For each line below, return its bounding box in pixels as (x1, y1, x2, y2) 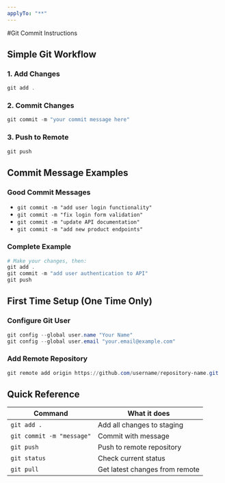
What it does (127, 408, 170, 418)
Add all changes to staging (98, 420, 183, 430)
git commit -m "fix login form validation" (16, 211, 144, 219)
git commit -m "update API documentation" (16, 219, 140, 226)
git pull (10, 466, 39, 473)
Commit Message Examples (7, 167, 129, 179)
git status (10, 454, 46, 462)
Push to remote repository (98, 443, 182, 452)
